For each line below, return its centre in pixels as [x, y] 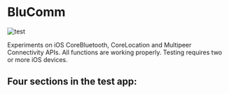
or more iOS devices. [37, 59]
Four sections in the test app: [72, 82]
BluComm [36, 12]
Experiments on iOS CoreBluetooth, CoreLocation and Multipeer [99, 45]
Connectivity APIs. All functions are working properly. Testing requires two [115, 52]
